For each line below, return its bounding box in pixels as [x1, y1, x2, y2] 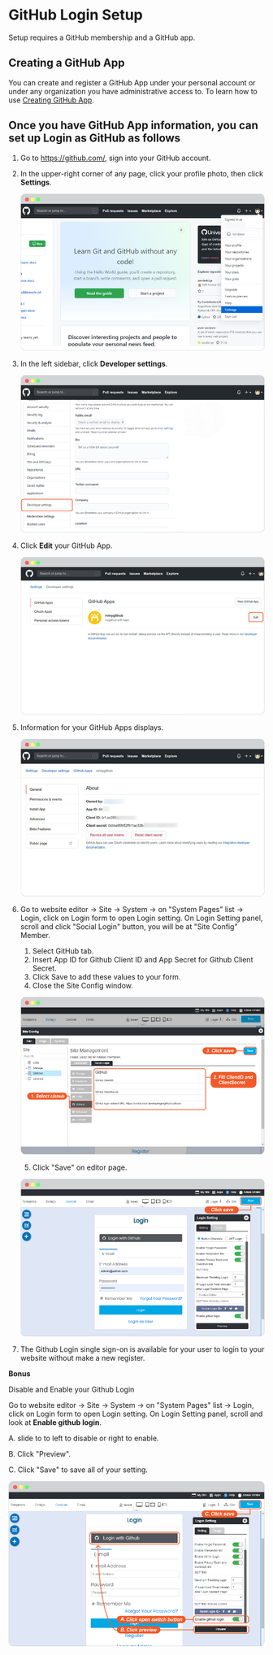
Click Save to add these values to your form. [32, 971, 181, 981]
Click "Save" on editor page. [32, 1162, 128, 1172]
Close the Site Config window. [32, 980, 134, 990]
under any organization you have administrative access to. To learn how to [8, 86, 258, 96]
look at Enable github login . [8, 1417, 102, 1427]
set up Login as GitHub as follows [8, 132, 181, 146]
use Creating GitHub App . [8, 95, 95, 105]
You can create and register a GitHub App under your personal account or [8, 77, 256, 87]
